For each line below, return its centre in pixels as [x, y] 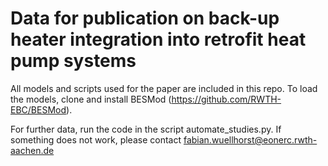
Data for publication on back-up [145, 18]
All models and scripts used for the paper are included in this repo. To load [164, 88]
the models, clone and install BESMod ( [91, 99]
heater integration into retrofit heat [158, 39]
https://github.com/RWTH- [226, 99]
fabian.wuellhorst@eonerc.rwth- [250, 139]
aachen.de [32, 150]
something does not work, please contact [96, 139]
